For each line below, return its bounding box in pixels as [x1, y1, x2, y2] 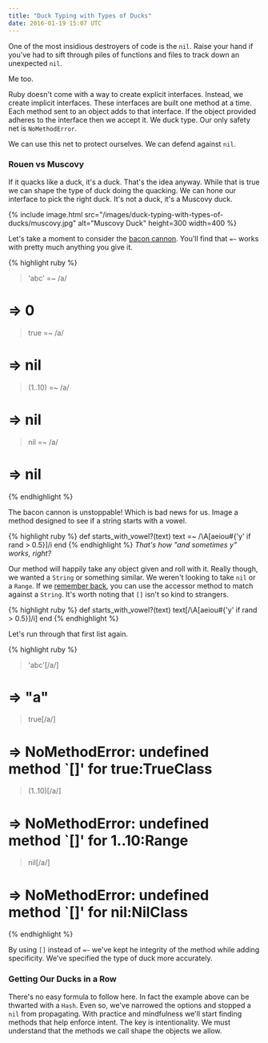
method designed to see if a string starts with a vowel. [8, 515, 187, 525]
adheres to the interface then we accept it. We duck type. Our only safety [8, 115, 250, 124]
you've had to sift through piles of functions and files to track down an [8, 50, 240, 59]
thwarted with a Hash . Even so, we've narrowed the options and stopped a [8, 1000, 252, 1010]
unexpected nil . [8, 58, 62, 68]
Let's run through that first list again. [8, 629, 128, 638]
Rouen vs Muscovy [8, 159, 85, 170]
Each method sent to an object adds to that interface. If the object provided [8, 106, 257, 116]
